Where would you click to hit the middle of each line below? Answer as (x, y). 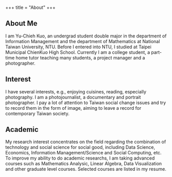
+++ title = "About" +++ (31, 7)
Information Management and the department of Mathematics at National (83, 41)
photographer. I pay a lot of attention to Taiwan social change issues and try (86, 103)
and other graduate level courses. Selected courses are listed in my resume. (86, 169)
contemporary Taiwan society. (37, 113)
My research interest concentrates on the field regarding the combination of (86, 142)
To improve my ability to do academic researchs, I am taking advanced (80, 158)
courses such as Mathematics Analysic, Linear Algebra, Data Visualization (84, 164)
